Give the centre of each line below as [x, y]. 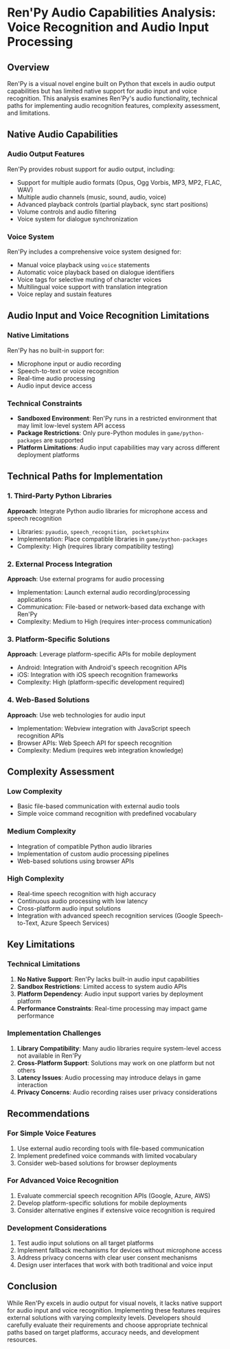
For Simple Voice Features [51, 1133]
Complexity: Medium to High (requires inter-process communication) [114, 621]
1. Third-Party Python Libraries [59, 496]
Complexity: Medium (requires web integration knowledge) [100, 750]
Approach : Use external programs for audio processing [86, 579]
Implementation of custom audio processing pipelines [93, 854]
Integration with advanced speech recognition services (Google [107, 915]
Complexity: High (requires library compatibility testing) [95, 546]
